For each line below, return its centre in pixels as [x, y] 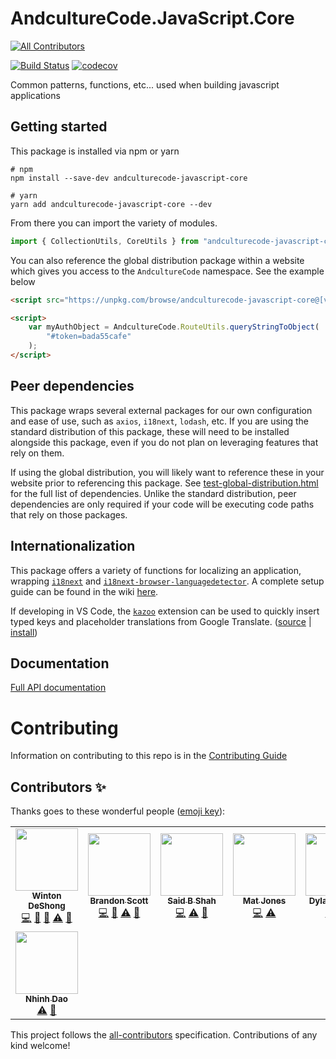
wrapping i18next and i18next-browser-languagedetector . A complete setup [167, 581]
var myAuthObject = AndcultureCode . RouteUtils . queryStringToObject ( [174, 327]
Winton [46, 896]
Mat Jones [264, 901]
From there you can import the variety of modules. [114, 223]
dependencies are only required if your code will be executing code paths [162, 504]
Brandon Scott [119, 901]
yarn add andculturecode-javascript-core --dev [111, 204]
